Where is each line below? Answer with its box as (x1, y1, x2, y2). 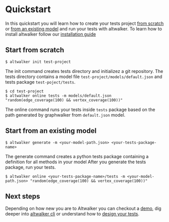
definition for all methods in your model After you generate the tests (5, 159, 146, 165)
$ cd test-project (5, 89, 44, 94)
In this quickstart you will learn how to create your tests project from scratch (5, 20, 164, 26)
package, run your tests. (5, 164, 56, 170)
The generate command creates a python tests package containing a (5, 153, 149, 159)
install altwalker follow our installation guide (5, 31, 96, 37)
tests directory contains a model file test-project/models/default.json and (5, 73, 162, 80)
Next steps (5, 192, 40, 201)
